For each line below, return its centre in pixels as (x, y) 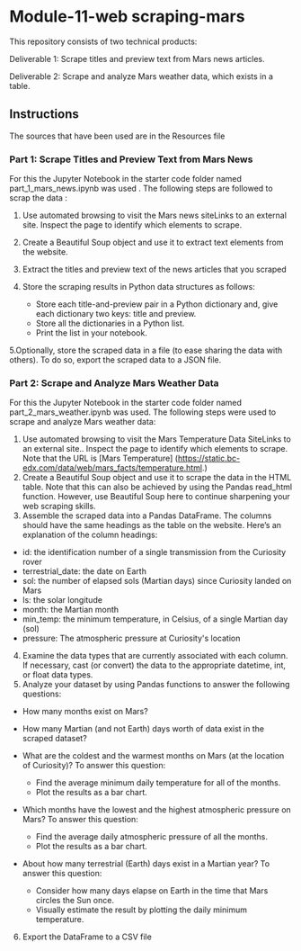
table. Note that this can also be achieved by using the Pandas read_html (157, 487)
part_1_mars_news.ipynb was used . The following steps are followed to (141, 188)
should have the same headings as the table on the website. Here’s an (151, 525)
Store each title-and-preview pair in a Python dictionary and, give (157, 304)
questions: (42, 694)
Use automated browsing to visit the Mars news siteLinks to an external (155, 215)
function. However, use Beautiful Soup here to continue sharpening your (156, 497)
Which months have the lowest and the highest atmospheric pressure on (157, 810)
